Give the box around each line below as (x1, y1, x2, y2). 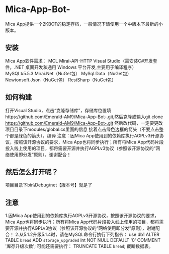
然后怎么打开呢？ (5, 168, 58, 176)
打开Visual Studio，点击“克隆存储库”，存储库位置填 (5, 107, 112, 113)
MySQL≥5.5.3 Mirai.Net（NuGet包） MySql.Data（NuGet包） (5, 70, 132, 76)
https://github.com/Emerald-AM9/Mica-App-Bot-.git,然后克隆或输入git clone (5, 114, 163, 120)
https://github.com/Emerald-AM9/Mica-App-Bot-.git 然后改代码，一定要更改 (5, 120, 163, 126)
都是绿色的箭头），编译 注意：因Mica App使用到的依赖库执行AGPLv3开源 (9, 132, 159, 138)
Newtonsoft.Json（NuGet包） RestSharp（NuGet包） (5, 77, 117, 83)
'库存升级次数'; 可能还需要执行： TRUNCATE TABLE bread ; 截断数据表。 (5, 243, 153, 249)
